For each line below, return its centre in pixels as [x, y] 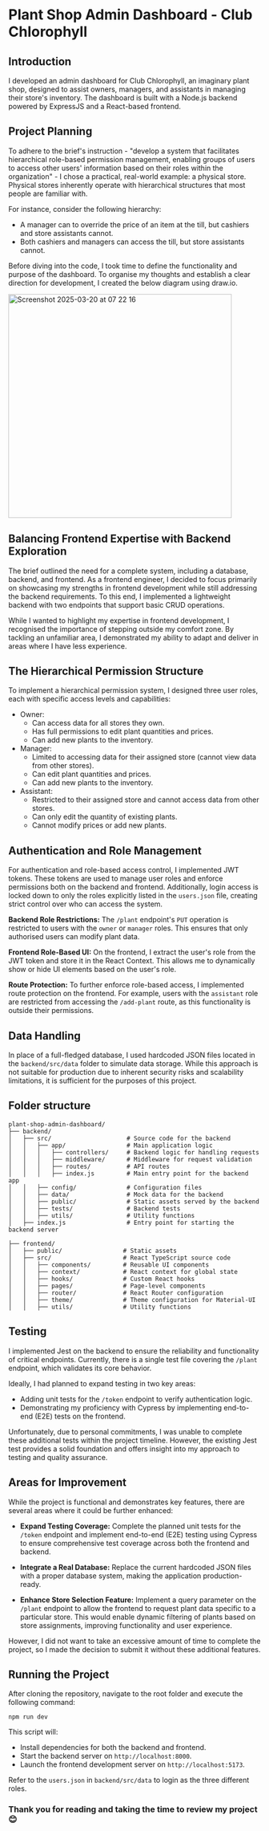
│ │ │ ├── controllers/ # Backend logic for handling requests [134, 1152]
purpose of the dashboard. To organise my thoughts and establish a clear [129, 274]
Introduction [40, 61]
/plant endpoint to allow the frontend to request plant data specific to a [138, 1608]
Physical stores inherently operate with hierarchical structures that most [127, 185]
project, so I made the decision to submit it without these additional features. [134, 1649]
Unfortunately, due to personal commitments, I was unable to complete [125, 1431]
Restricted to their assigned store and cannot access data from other [145, 800]
